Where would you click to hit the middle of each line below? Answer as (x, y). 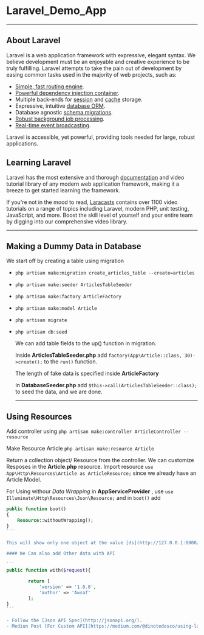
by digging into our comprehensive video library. (67, 221)
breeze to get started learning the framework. (63, 190)
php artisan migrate (41, 320)
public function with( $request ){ (49, 570)
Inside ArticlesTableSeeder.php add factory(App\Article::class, (98, 355)
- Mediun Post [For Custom (40, 626)
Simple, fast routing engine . (49, 86)
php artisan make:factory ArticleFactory (68, 297)
